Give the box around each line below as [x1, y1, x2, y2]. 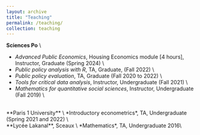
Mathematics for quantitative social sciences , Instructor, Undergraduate [14, 85, 194, 93]
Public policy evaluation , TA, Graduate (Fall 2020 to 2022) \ [14, 72, 162, 79]
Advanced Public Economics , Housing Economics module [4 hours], [14, 53, 184, 60]
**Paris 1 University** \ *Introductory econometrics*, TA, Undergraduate [6, 109, 187, 116]
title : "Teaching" [6, 14, 52, 20]
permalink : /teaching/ [6, 20, 63, 26]
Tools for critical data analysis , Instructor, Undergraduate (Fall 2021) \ [14, 79, 188, 86]
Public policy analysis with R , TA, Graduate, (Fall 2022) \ [14, 66, 154, 73]
